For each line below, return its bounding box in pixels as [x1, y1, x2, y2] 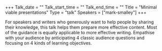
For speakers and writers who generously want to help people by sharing [5, 19, 154, 25]
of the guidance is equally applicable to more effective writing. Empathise [5, 30, 155, 35]
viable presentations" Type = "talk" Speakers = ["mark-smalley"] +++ [5, 9, 147, 15]
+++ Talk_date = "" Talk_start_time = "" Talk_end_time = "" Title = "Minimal [5, 4, 157, 10]
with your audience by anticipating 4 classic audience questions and [5, 35, 145, 41]
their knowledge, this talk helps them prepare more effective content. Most [5, 24, 157, 30]
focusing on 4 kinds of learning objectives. [5, 40, 92, 46]
